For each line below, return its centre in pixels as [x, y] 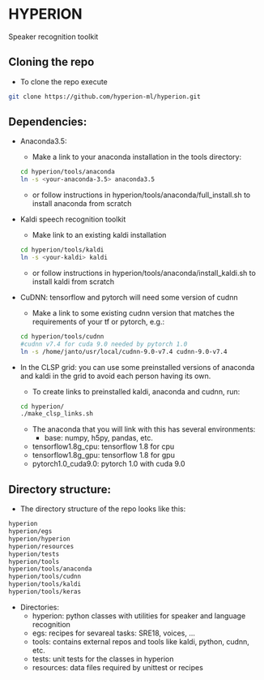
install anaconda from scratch [82, 204]
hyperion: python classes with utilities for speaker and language [139, 615]
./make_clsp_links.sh [56, 414]
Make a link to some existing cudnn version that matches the [133, 312]
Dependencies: [48, 122]
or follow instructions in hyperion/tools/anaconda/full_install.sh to [141, 195]
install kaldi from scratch [73, 282]
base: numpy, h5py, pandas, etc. [99, 438]
